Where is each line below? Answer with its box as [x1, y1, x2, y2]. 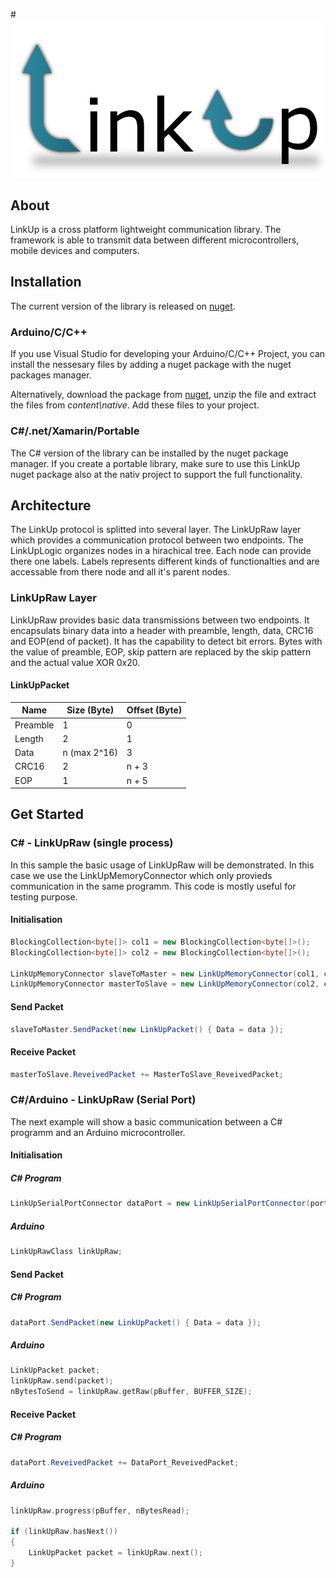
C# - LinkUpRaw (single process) [10, 836, 174, 850]
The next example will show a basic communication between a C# [10, 1115, 283, 1128]
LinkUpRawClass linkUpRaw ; [10, 1247, 123, 1257]
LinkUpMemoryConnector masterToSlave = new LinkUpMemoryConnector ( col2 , [10, 979, 320, 989]
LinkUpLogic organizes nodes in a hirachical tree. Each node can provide [10, 545, 312, 557]
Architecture [10, 497, 92, 514]
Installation [10, 274, 82, 291]
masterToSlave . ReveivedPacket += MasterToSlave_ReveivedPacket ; [10, 1069, 284, 1079]
